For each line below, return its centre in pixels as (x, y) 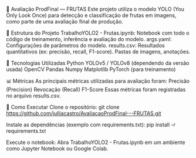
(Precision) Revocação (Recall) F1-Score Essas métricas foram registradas (96, 89)
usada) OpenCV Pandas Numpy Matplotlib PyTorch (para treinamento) (91, 69)
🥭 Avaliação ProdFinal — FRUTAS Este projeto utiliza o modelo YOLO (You (95, 9)
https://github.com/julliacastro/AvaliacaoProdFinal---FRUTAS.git (84, 113)
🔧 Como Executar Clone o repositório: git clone (63, 107)
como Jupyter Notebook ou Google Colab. (57, 149)
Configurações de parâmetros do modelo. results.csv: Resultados (86, 45)
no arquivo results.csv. (33, 96)
